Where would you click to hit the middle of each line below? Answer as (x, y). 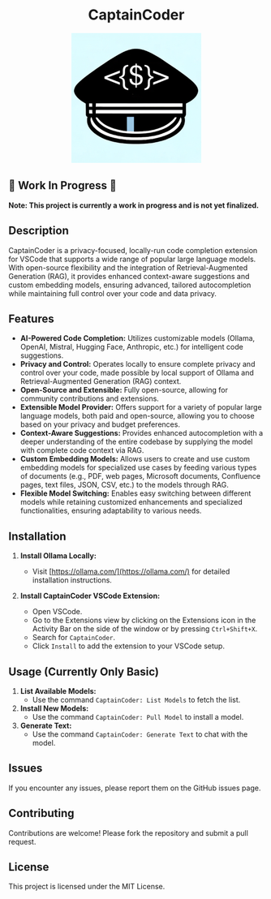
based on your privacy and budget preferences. (100, 424)
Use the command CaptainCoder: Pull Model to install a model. (138, 717)
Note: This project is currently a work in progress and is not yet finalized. (134, 205)
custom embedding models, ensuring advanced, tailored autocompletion (130, 285)
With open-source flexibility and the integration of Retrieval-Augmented (128, 267)
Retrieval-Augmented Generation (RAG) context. (101, 381)
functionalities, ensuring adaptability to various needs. (111, 511)
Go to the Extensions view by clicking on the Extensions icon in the (144, 620)
